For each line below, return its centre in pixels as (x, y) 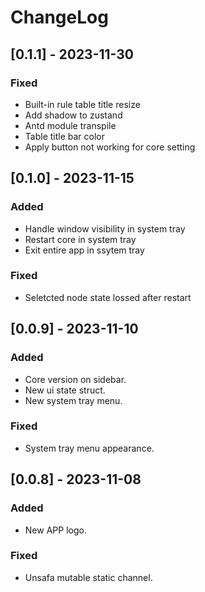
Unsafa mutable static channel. (88, 577)
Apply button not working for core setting (110, 147)
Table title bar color (64, 136)
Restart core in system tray (80, 239)
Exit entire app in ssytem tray (84, 250)
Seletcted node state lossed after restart (108, 297)
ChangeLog (59, 17)
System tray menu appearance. (89, 448)
